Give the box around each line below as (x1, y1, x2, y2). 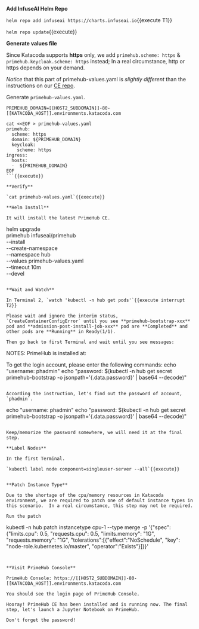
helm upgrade (6, 225, 41, 233)
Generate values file (6, 40, 58, 47)
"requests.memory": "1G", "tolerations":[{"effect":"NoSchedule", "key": (6, 536, 181, 543)
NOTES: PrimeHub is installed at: (6, 350, 86, 356)
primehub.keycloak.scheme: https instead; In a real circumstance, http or (6, 58, 185, 65)
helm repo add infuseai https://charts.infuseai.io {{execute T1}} (6, 17, 173, 23)
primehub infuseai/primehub (6, 232, 76, 239)
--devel (6, 270, 25, 277)
